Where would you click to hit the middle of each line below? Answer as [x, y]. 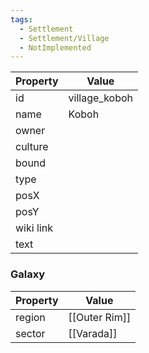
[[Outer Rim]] [100, 317]
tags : [21, 19]
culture [32, 147]
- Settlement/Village [64, 38]
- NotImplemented [55, 47]
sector [30, 333]
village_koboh [101, 98]
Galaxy [28, 274]
